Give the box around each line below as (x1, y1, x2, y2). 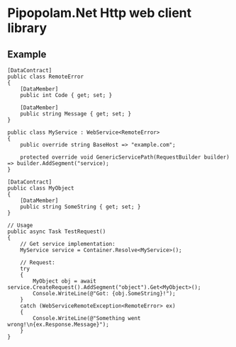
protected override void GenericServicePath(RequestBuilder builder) (20, 154, 230, 161)
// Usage (7, 222, 33, 229)
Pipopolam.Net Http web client (7, 5, 192, 21)
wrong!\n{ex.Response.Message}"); (7, 321, 110, 328)
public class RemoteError (7, 73, 84, 80)
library (7, 20, 47, 36)
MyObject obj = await (33, 278, 97, 285)
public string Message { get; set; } (20, 110, 132, 118)
